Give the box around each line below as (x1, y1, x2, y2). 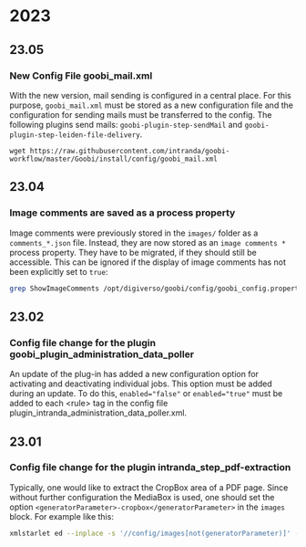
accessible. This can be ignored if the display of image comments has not (9, 257, 287, 268)
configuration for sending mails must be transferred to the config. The (9, 109, 272, 120)
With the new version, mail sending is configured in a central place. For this (9, 89, 291, 100)
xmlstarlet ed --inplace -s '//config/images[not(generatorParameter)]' (9, 529, 291, 538)
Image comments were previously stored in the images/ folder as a (9, 227, 259, 238)
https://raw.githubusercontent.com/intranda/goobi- (29, 146, 230, 155)
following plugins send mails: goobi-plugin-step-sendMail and (9, 119, 243, 130)
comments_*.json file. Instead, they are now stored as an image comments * (9, 237, 287, 247)
